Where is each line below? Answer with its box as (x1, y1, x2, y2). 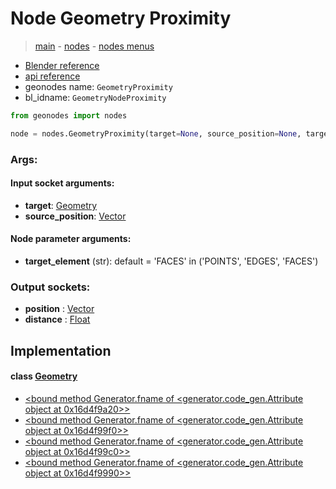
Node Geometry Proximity (10, 7, 232, 30)
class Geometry (10, 370, 78, 382)
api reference (24, 70, 81, 82)
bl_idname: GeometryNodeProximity (24, 91, 167, 103)
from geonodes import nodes (10, 110, 128, 121)
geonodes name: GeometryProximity (24, 80, 173, 92)
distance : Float (24, 313, 91, 326)
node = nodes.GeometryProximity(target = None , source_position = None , (10, 128, 302, 139)
